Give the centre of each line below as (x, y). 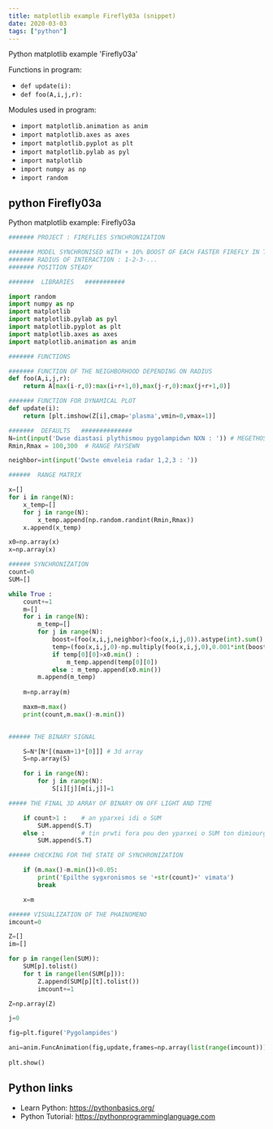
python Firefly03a (55, 203)
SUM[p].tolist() (51, 967)
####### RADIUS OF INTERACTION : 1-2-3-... (83, 260)
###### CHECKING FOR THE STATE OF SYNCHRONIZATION (96, 855)
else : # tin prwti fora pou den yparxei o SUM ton (128, 833)
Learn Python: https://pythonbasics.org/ (87, 1107)
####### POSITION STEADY (50, 267)
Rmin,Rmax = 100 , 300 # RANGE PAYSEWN (74, 446)
